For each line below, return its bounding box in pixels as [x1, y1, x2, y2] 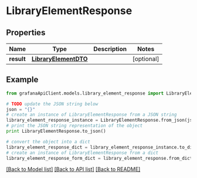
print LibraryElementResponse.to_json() [6, 128, 107, 135]
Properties [6, 28, 46, 38]
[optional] [132, 55, 159, 63]
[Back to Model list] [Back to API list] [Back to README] [6, 166, 141, 173]
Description [93, 45, 127, 53]
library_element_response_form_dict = [6, 155, 101, 161]
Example [6, 75, 39, 85]
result [9, 55, 26, 63]
